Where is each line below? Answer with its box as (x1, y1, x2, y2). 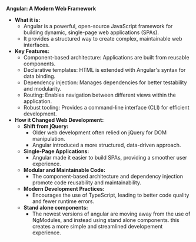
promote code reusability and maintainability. (32, 179, 142, 186)
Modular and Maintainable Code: (23, 167, 106, 173)
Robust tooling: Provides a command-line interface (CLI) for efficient (23, 104, 190, 111)
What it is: (14, 16, 41, 23)
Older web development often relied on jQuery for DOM (32, 129, 167, 136)
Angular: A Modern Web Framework (6, 5, 96, 12)
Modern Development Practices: (23, 185, 105, 192)
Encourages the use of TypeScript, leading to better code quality (32, 191, 190, 198)
